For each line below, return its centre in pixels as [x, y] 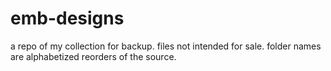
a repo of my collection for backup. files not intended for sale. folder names [166, 46]
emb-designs [67, 18]
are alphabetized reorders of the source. [93, 56]
